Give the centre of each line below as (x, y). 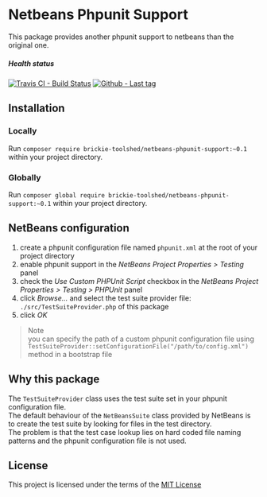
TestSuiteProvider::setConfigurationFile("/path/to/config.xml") (138, 346)
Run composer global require (57, 194)
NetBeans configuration (69, 228)
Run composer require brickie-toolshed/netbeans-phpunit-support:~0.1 (128, 148)
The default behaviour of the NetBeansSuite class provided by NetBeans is (130, 415)
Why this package (54, 379)
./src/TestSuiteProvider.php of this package (94, 306)
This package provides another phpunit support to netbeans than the (121, 37)
